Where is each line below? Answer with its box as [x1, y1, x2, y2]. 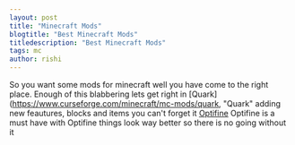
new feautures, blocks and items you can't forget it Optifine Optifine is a [9, 108, 275, 118]
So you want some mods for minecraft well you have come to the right [9, 80, 269, 90]
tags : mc [9, 47, 42, 55]
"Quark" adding [222, 98, 281, 108]
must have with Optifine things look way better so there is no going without [9, 117, 287, 128]
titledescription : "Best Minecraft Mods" [9, 38, 167, 47]
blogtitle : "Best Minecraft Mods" [9, 30, 139, 38]
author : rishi [9, 55, 63, 64]
